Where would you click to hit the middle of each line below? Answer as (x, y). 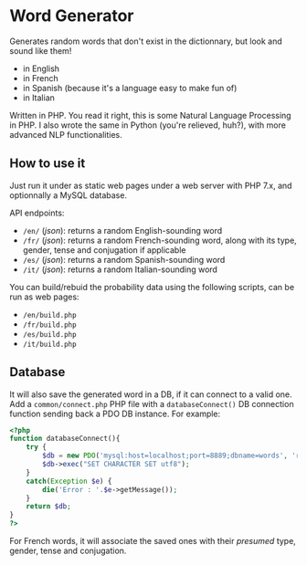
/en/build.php (49, 315)
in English (41, 68)
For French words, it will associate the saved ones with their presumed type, (153, 541)
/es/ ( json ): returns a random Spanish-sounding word (124, 259)
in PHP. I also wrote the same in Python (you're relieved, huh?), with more (148, 125)
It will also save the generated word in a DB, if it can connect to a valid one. (151, 394)
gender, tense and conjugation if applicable (104, 250)
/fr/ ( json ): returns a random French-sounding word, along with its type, (159, 240)
